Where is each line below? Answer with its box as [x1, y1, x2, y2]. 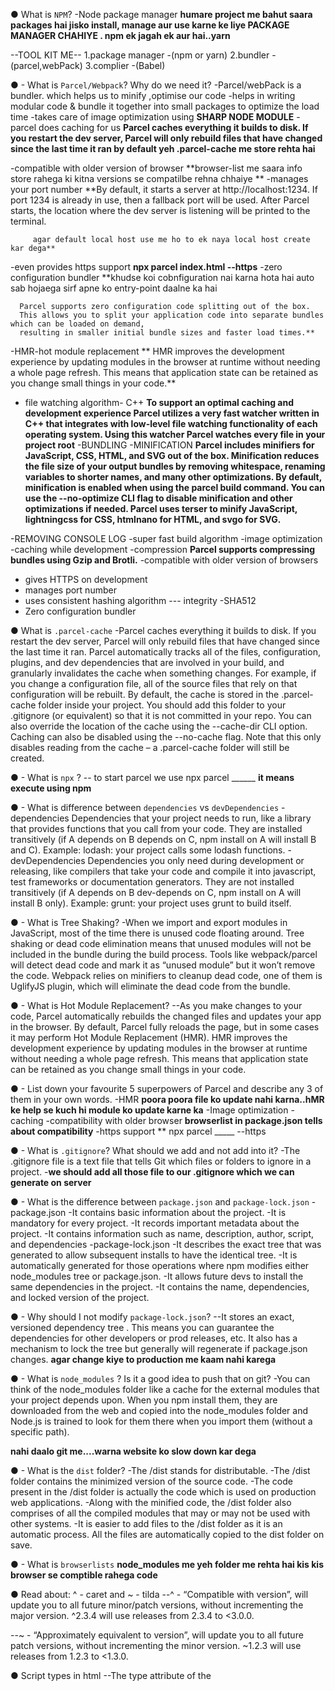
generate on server [10, 1177, 92, 1188]
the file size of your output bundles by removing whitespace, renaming [24, 460, 326, 472]
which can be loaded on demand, [10, 319, 145, 329]
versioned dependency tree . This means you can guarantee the [10, 1322, 275, 1333]
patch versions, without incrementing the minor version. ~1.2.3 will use [10, 1640, 302, 1651]
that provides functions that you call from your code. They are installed [10, 823, 303, 834]
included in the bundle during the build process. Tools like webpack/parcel [10, 949, 318, 960]
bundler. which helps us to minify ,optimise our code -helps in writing [10, 90, 296, 101]
